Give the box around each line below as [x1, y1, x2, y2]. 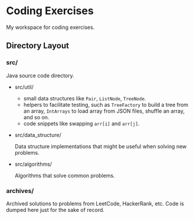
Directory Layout [6, 41, 70, 51]
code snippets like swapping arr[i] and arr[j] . [23, 120, 140, 127]
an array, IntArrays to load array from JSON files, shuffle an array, [23, 107, 185, 115]
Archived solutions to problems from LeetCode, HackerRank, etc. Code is [6, 200, 185, 207]
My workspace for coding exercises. [6, 24, 95, 31]
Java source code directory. [6, 72, 75, 79]
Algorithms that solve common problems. [14, 172, 115, 179]
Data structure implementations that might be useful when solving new [14, 143, 187, 150]
